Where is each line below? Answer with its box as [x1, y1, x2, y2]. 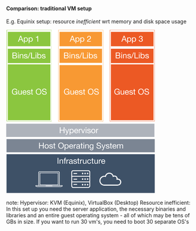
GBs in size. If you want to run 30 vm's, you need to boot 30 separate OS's [6, 218, 189, 226]
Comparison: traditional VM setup [6, 5, 92, 12]
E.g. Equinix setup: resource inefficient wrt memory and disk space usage [6, 18, 187, 25]
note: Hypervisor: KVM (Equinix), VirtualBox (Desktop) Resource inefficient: [6, 199, 191, 207]
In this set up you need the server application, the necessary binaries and [6, 205, 186, 213]
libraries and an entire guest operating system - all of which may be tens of [6, 212, 190, 219]
